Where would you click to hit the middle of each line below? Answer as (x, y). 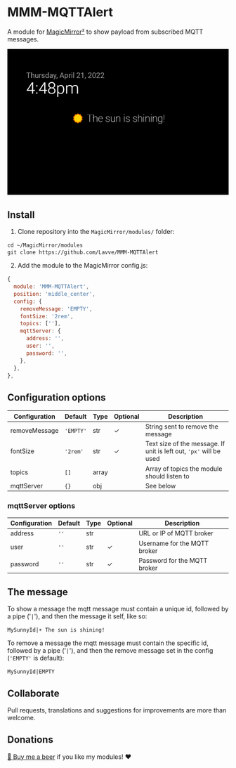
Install (21, 215)
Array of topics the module (184, 469)
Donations (31, 740)
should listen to (167, 476)
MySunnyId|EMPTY (31, 672)
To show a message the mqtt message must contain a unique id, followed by (118, 609)
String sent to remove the (182, 427)
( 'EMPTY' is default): (36, 658)
